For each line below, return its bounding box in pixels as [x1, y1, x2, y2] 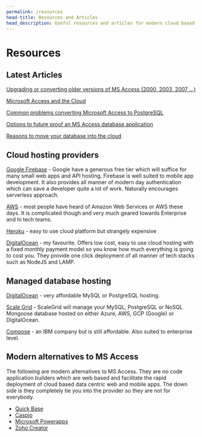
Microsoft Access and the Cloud [6, 98, 86, 105]
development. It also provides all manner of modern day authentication [6, 179, 182, 186]
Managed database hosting [6, 276, 111, 286]
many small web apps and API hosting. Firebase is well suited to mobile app [6, 172, 194, 179]
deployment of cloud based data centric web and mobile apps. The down [6, 380, 188, 388]
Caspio [14, 411, 33, 418]
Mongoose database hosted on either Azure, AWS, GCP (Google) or [6, 310, 174, 317]
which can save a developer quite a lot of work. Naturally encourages [6, 185, 179, 193]
